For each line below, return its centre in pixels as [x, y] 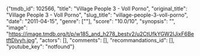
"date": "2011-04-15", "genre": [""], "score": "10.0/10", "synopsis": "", [91, 21]
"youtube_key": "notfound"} [41, 46]
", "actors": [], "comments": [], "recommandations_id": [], [104, 40]
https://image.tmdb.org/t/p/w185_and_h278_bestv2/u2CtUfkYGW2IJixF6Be [101, 34]
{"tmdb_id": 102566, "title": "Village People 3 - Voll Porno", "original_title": [97, 9]
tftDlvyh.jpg [20, 40]
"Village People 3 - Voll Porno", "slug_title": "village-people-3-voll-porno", [97, 15]
